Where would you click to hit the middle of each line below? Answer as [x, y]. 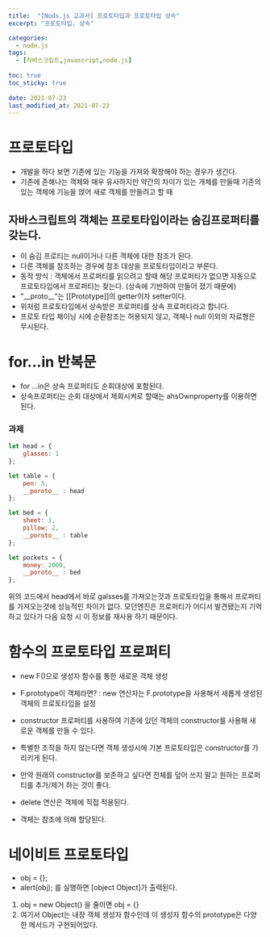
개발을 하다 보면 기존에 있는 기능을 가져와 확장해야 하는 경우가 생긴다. [129, 172]
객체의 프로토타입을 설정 [58, 704]
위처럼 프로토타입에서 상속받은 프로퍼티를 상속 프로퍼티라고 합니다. [125, 306]
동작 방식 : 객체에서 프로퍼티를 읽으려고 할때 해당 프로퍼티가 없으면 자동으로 [138, 276]
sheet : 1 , [39, 521]
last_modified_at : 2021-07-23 [59, 106]
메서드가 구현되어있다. [63, 925]
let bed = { [28, 513]
